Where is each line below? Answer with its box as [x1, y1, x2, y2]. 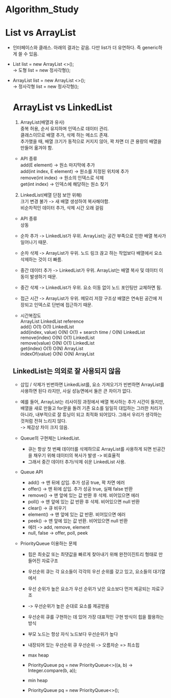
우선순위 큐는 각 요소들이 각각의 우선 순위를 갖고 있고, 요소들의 [28, 568, 152, 574]
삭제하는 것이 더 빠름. [20, 256, 63, 262]
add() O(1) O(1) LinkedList [20, 324, 74, 330]
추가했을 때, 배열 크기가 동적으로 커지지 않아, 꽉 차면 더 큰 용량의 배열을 [20, 138, 162, 145]
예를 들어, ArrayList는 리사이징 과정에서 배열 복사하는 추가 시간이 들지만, [20, 398, 165, 404]
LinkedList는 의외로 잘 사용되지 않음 [12, 367, 121, 376]
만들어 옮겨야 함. [20, 145, 54, 151]
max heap [28, 652, 50, 658]
